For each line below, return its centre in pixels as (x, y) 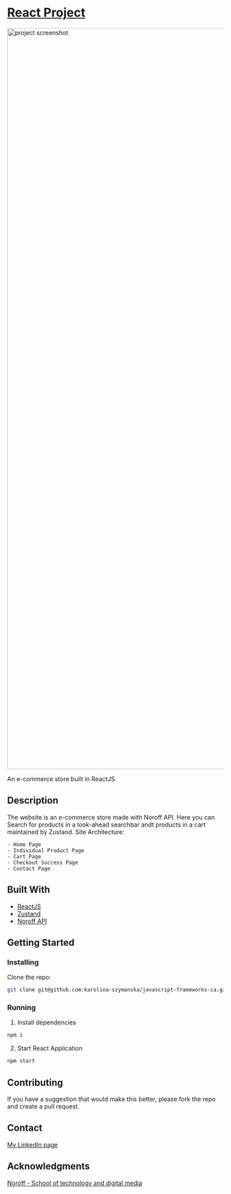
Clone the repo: (29, 978)
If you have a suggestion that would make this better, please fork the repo (111, 1099)
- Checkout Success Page (43, 862)
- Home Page (24, 844)
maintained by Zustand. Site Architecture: (66, 831)
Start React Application (49, 1049)
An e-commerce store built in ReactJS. (62, 779)
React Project (46, 13)
